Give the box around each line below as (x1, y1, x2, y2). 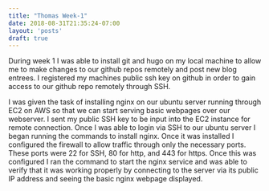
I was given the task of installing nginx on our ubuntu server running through (8, 97, 262, 107)
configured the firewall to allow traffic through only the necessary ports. (8, 140, 247, 149)
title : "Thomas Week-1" (8, 11, 88, 20)
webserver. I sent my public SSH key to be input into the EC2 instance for (8, 114, 251, 124)
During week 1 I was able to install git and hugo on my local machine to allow (8, 56, 262, 66)
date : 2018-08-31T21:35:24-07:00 (8, 19, 120, 27)
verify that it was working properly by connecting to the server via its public (8, 165, 259, 175)
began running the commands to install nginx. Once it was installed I (8, 132, 234, 141)
